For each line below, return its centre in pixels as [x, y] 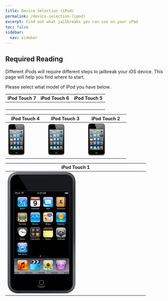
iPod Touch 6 [55, 98]
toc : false [17, 27]
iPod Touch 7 [22, 98]
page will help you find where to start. [45, 77]
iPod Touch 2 [105, 118]
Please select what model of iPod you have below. [58, 87]
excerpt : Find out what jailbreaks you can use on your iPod [72, 21]
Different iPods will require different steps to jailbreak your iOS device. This [84, 71]
